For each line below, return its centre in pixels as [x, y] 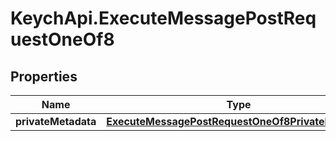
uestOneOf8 [62, 39]
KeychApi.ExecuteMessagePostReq [163, 18]
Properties [44, 76]
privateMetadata [56, 121]
